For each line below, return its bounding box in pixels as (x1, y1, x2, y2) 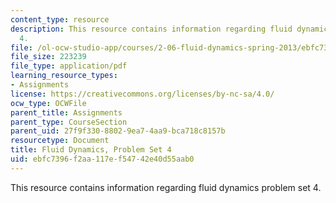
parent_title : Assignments (10, 107, 123, 118)
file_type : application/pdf (10, 61, 128, 71)
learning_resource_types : (10, 71, 118, 81)
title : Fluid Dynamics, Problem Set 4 (10, 145, 172, 155)
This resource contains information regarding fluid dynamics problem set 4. (10, 181, 322, 193)
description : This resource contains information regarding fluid (10, 24, 293, 34)
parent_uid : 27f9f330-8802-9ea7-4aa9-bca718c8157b (10, 126, 226, 136)
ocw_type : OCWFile (10, 98, 87, 108)
